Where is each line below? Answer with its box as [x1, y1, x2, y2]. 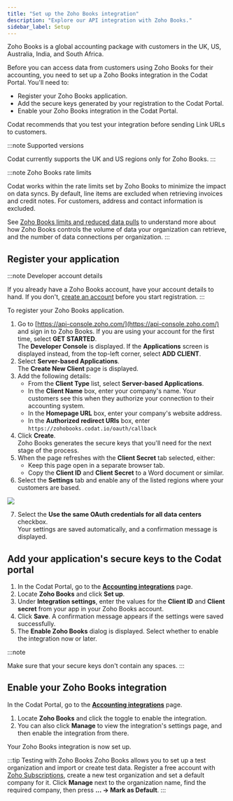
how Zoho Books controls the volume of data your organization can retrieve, [7, 225, 227, 234]
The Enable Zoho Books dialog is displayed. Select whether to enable [17, 627, 219, 635]
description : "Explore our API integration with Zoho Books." [7, 17, 192, 24]
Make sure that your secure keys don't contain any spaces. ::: [7, 662, 185, 669]
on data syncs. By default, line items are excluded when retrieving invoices [7, 190, 223, 198]
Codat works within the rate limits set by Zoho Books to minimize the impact [7, 182, 226, 190]
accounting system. [27, 402, 85, 410]
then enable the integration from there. [17, 729, 129, 737]
